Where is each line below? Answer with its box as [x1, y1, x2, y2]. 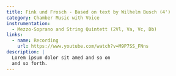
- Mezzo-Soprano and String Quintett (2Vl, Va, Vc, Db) [12, 26, 157, 32]
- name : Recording [12, 37, 59, 44]
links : [6, 32, 23, 38]
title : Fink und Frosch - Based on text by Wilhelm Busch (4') [6, 9, 171, 15]
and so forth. [12, 60, 48, 66]
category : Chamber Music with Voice [6, 15, 100, 21]
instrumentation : [6, 20, 51, 26]
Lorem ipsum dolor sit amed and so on [12, 55, 111, 61]
